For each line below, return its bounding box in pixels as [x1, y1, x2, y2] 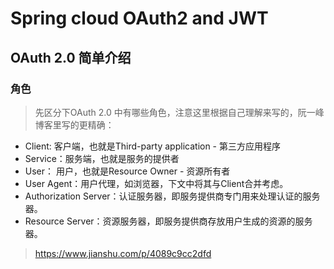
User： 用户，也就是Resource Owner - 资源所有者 [24, 165, 231, 177]
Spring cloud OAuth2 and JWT [10, 7, 269, 30]
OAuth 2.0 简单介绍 [10, 49, 132, 66]
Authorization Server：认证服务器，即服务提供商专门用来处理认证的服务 [24, 190, 321, 202]
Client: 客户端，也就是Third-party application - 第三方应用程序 [24, 140, 281, 152]
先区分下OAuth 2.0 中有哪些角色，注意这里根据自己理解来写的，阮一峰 [34, 106, 325, 118]
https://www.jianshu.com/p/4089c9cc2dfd [34, 247, 212, 259]
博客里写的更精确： [34, 118, 115, 131]
